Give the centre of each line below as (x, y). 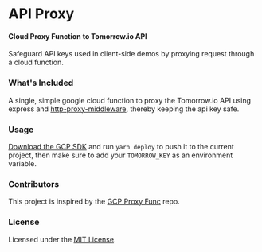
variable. (23, 163)
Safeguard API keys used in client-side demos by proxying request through (131, 54)
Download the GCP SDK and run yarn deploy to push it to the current (121, 146)
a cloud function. (36, 62)
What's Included (41, 83)
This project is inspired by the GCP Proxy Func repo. (94, 202)
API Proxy (41, 14)
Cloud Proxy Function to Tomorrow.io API (78, 36)
